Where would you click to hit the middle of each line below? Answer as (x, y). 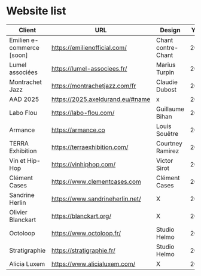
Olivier (19, 212)
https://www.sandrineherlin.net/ (96, 199)
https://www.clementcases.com (96, 181)
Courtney (169, 143)
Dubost (167, 89)
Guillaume (170, 109)
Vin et (17, 160)
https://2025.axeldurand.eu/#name (101, 99)
